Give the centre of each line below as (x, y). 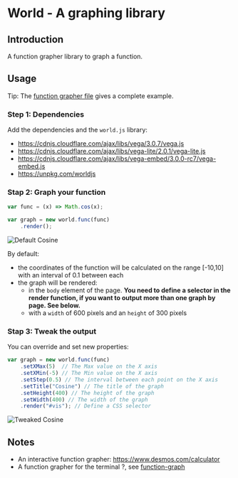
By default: (24, 254)
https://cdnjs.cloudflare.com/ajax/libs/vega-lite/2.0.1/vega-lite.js (112, 152)
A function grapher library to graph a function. (75, 56)
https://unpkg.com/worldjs (57, 174)
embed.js (31, 166)
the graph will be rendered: (57, 283)
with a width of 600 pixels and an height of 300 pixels (108, 313)
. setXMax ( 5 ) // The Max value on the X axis (89, 367)
